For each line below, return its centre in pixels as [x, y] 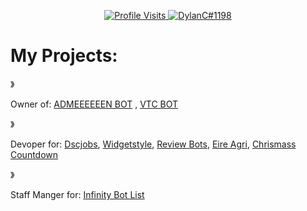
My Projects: [64, 56]
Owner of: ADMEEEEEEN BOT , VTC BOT [94, 104]
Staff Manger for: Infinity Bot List [77, 194]
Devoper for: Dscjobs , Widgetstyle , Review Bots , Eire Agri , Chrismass [153, 144]
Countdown [34, 154]
